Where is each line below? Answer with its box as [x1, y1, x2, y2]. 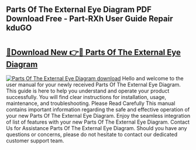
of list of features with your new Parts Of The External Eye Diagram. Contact [6, 118, 190, 125]
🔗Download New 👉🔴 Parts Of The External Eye [6, 47, 181, 57]
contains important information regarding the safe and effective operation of [6, 106, 190, 113]
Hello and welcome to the [122, 75, 184, 81]
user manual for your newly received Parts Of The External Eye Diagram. [6, 81, 181, 88]
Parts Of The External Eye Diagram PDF [6, 5, 152, 15]
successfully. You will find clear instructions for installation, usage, [6, 94, 167, 100]
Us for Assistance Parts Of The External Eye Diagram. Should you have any [6, 125, 187, 131]
